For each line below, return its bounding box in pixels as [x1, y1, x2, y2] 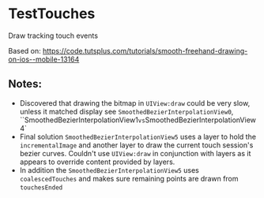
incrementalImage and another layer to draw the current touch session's [19, 140, 254, 150]
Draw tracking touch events [8, 31, 99, 40]
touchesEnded [19, 183, 63, 192]
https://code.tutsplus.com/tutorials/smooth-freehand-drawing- [42, 46, 248, 55]
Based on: [8, 46, 41, 55]
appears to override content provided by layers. [19, 157, 175, 166]
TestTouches [8, 5, 96, 23]
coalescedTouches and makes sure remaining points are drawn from [19, 174, 239, 183]
